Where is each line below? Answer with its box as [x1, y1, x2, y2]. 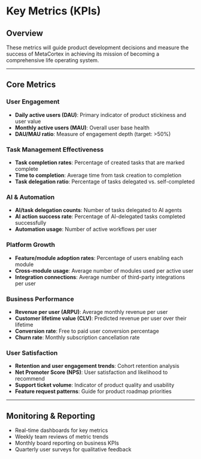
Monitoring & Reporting [6, 410, 96, 421]
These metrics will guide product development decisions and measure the [6, 44, 189, 51]
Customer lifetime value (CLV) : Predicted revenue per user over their [14, 315, 187, 322]
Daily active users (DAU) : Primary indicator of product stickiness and [14, 111, 187, 118]
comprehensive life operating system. [6, 57, 99, 64]
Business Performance [6, 295, 74, 303]
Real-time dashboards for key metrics [14, 427, 108, 434]
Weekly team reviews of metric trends [14, 433, 109, 440]
